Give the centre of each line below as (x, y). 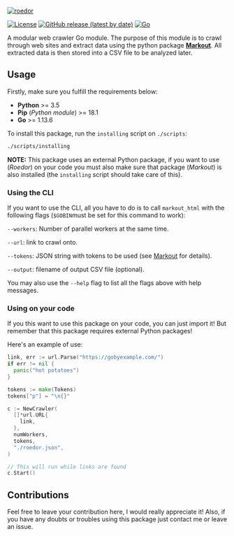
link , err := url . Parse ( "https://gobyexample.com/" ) (86, 357)
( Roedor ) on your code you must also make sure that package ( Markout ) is (115, 167)
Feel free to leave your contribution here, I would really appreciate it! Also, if (116, 512)
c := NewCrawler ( (32, 409)
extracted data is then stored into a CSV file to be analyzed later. (100, 53)
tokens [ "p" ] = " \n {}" (39, 396)
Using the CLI (30, 192)
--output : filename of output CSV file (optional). (76, 269)
